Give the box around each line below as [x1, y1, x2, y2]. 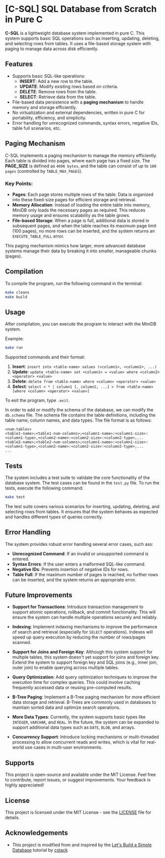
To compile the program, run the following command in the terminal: [5, 280, 143, 286]
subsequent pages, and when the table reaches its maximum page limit [12, 222, 157, 229]
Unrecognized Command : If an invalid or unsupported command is [12, 551, 149, 557]
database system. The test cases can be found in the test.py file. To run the [5, 480, 160, 485]
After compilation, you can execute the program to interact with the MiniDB [5, 321, 157, 327]
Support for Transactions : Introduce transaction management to [12, 604, 144, 610]
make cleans [5, 290, 29, 295]
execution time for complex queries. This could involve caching [12, 679, 140, 685]
